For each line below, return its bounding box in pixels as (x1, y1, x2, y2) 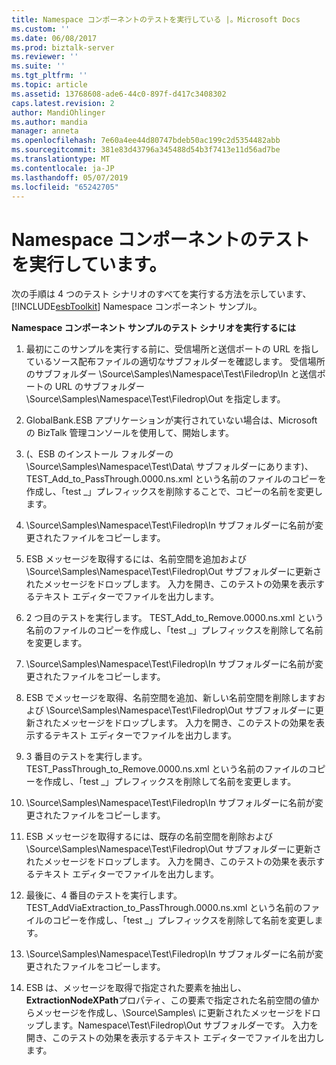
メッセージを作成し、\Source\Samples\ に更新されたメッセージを (34, 1007, 304, 1019)
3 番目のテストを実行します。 (25, 751, 148, 763)
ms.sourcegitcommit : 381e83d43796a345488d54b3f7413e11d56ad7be (11, 145, 281, 155)
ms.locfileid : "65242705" (11, 182, 119, 192)
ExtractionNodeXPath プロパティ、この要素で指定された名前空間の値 (25, 994, 311, 1006)
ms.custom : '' (11, 24, 71, 34)
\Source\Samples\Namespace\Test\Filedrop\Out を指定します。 (25, 393, 286, 405)
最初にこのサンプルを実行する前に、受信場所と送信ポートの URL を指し (25, 343, 319, 355)
